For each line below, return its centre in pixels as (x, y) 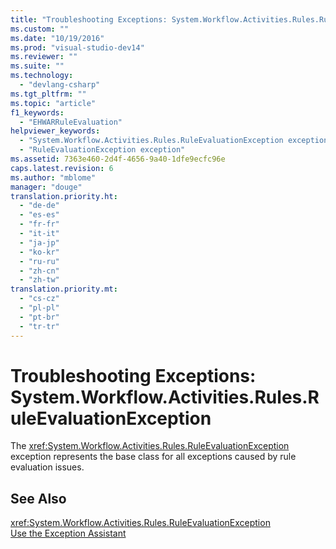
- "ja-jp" (39, 242)
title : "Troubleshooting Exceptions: (89, 19)
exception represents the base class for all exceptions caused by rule (153, 457)
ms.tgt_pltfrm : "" (48, 94)
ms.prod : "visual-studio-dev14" (77, 47)
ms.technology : (42, 76)
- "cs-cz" (39, 299)
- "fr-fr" (39, 224)
